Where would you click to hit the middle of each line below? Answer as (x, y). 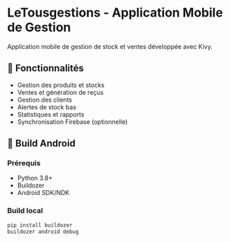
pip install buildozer (40, 225)
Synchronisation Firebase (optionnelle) (72, 122)
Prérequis (24, 163)
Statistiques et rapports (51, 114)
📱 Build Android (42, 143)
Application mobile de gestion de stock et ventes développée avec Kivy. (110, 46)
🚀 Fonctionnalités (46, 68)
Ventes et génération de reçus (60, 92)
